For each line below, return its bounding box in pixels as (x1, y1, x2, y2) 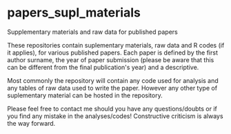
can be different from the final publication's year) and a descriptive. (7, 63, 199, 71)
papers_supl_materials (7, 5, 141, 21)
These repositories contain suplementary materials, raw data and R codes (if (7, 41, 225, 49)
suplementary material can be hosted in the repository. (7, 91, 163, 99)
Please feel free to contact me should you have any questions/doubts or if (7, 104, 217, 113)
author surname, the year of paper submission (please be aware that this (7, 55, 214, 64)
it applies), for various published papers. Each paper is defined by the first (7, 48, 219, 57)
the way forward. (7, 119, 56, 127)
